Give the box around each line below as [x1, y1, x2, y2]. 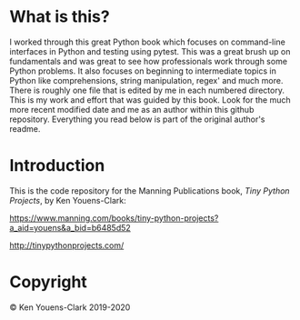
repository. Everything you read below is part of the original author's [9, 114, 265, 125]
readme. [9, 123, 41, 134]
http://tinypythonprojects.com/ [9, 239, 125, 251]
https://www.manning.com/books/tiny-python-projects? [9, 212, 219, 224]
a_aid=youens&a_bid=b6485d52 [9, 222, 132, 233]
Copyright [9, 272, 88, 293]
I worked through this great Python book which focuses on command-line [9, 36, 286, 47]
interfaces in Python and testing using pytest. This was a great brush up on [9, 45, 291, 56]
